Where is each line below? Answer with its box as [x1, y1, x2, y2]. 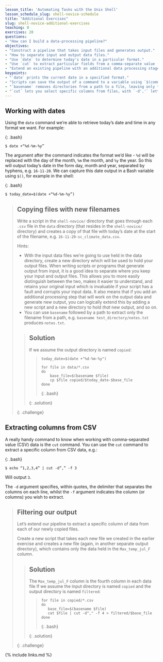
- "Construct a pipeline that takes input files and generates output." [5, 48, 155, 53]
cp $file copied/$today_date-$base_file [50, 377, 133, 383]
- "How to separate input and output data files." [5, 52, 110, 58]
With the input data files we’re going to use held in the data [24, 253, 142, 258]
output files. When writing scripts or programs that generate [24, 263, 145, 269]
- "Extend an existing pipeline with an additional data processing [5, 66, 147, 71]
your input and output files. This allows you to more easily [24, 273, 140, 279]
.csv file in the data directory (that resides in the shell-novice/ [16, 223, 143, 229]
